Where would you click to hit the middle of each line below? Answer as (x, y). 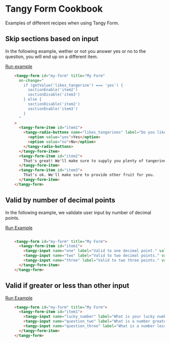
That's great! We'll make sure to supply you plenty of (83, 161)
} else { (33, 100)
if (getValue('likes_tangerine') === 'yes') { (73, 85)
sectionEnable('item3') (53, 109)
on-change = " (31, 80)
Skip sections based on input (52, 39)
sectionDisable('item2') (54, 104)
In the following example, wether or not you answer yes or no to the (76, 51)
